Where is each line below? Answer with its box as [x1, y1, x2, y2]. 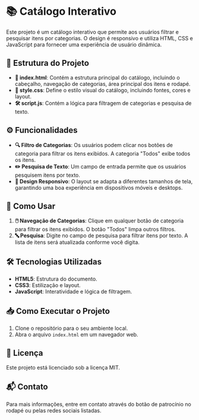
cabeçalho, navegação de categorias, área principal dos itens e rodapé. [14, 80, 191, 87]
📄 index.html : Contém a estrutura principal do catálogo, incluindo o [14, 74, 180, 81]
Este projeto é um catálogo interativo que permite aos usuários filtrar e [6, 28, 179, 36]
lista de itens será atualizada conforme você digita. [14, 238, 140, 246]
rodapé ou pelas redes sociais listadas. [6, 407, 102, 414]
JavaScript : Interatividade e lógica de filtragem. [14, 288, 132, 295]
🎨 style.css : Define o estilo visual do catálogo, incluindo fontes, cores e [14, 87, 191, 94]
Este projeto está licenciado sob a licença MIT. [6, 364, 121, 371]
